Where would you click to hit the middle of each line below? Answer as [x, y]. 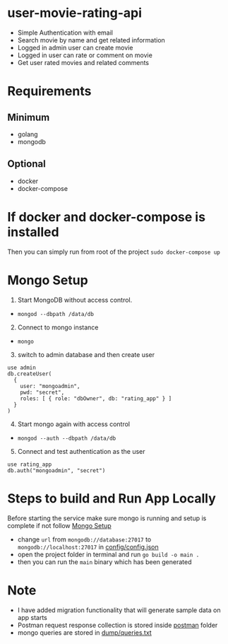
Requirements [49, 92]
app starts [32, 617]
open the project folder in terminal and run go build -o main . [108, 554]
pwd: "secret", [42, 392]
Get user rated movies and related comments [83, 62]
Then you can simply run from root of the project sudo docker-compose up [114, 252]
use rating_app [30, 464]
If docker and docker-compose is [107, 217]
